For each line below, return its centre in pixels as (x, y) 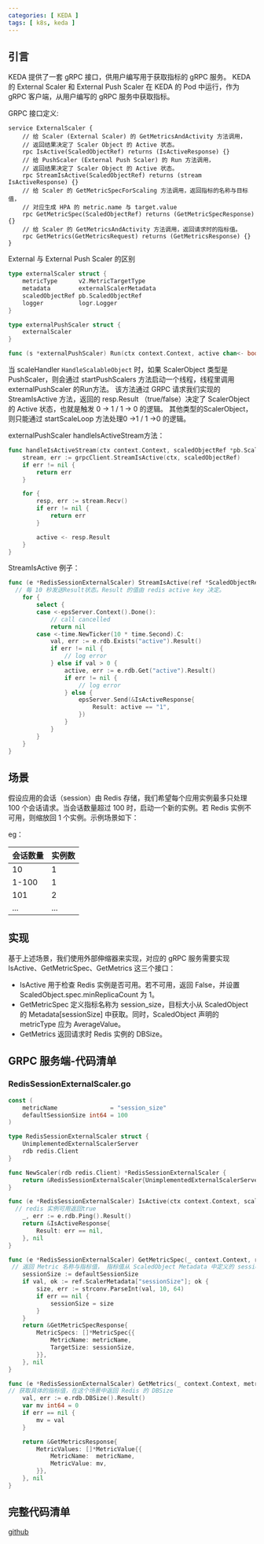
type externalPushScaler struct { (65, 325)
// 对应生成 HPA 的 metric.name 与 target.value (100, 208)
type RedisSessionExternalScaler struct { (79, 1137)
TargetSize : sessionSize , (92, 1347)
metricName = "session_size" (95, 1108)
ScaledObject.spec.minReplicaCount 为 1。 (89, 995)
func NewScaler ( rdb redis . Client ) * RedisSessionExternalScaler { (117, 1173)
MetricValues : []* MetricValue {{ (90, 1449)
